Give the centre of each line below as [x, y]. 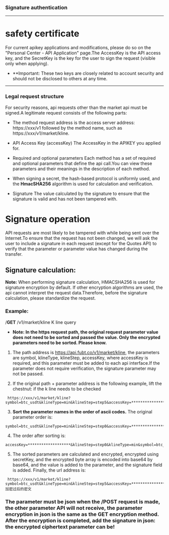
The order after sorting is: [39, 436]
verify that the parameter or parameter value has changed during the [77, 249]
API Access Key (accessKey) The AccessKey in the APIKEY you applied [87, 143]
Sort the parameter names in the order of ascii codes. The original [82, 411]
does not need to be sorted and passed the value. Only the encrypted [87, 337]
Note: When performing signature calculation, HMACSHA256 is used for [80, 282]
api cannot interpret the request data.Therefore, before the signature [76, 293]
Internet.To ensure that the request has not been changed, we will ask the [81, 238]
